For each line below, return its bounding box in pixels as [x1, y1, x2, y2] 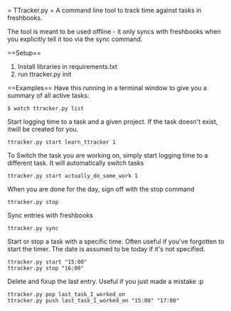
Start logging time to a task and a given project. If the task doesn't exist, [7, 117, 218, 126]
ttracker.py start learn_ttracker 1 [7, 138, 116, 146]
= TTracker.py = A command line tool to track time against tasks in [7, 6, 202, 14]
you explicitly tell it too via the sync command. [7, 35, 143, 43]
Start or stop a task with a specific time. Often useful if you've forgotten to [7, 237, 225, 246]
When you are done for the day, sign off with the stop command [7, 185, 195, 193]
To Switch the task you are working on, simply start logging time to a [7, 151, 208, 159]
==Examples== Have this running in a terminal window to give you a [7, 84, 208, 92]
